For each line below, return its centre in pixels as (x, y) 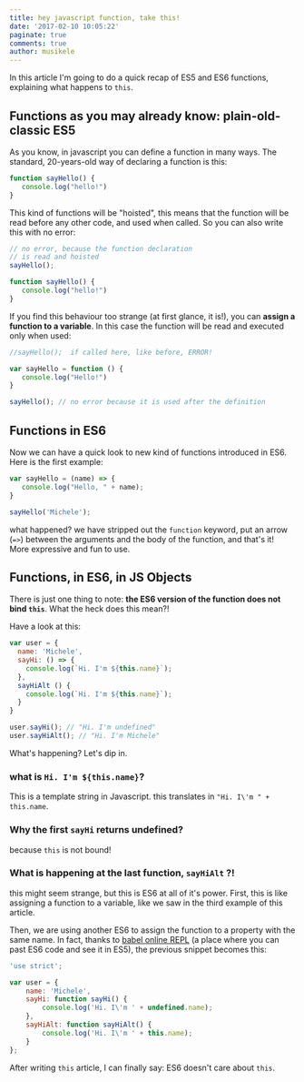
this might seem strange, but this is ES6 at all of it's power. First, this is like (149, 893)
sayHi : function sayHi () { (77, 999)
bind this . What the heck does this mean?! (89, 609)
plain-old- (252, 116)
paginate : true (38, 35)
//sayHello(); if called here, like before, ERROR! (111, 352)
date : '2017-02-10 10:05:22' (64, 26)
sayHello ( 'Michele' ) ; (50, 512)
